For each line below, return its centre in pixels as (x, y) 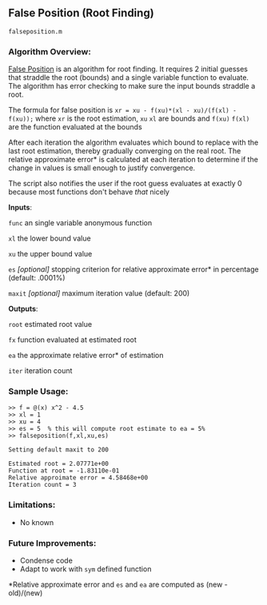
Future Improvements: (52, 543)
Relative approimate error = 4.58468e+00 (78, 478)
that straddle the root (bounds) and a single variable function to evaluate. (129, 78)
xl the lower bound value (50, 238)
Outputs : (23, 309)
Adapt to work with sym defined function (86, 569)
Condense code (46, 560)
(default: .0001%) (37, 278)
